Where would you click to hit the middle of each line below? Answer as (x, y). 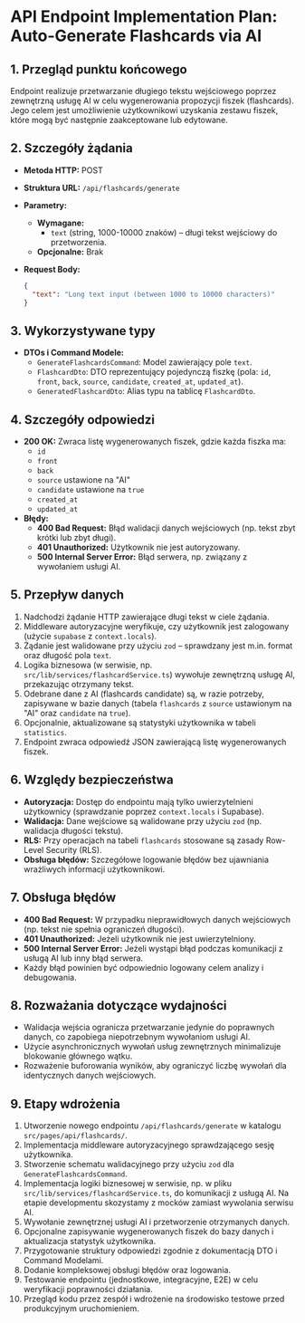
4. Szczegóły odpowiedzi (82, 420)
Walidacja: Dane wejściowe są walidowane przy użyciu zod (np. (142, 820)
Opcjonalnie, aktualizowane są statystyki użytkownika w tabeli (139, 723)
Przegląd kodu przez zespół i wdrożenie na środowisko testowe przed (154, 1299)
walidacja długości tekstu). (73, 830)
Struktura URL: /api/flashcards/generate (101, 187)
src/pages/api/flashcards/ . (75, 1136)
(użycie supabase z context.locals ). (90, 636)
